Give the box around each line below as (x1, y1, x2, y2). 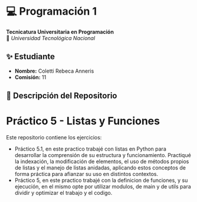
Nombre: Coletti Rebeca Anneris (14, 67, 94, 74)
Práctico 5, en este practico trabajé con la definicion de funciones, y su (14, 177, 188, 184)
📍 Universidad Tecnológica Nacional (6, 34, 96, 41)
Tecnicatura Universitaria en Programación (6, 28, 114, 35)
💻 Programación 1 (6, 5, 97, 18)
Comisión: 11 (14, 73, 47, 80)
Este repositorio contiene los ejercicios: (6, 134, 102, 141)
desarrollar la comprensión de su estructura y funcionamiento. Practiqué (14, 152, 192, 159)
